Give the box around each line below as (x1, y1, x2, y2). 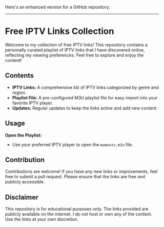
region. (12, 90, 27, 95)
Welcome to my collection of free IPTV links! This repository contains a (5, 41, 148, 48)
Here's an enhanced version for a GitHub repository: (5, 4, 111, 10)
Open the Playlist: (5, 132, 42, 138)
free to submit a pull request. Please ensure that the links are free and (5, 174, 145, 180)
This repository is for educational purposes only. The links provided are (5, 206, 149, 212)
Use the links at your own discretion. (5, 216, 79, 222)
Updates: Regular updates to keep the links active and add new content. (12, 105, 158, 111)
